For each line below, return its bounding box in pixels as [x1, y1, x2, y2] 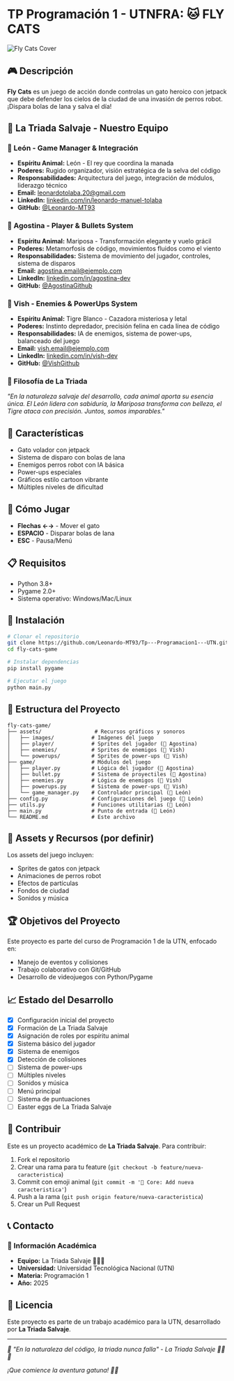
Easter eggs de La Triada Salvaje [17, 1102, 112, 1111]
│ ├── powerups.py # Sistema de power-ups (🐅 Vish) [7, 783, 189, 790]
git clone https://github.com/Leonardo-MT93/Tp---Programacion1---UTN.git [7, 640, 229, 647]
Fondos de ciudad [17, 886, 70, 895]
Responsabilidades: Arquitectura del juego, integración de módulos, [17, 174, 214, 182]
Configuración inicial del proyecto [17, 1016, 115, 1024]
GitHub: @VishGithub [17, 359, 80, 368]
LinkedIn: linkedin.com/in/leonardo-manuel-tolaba [17, 196, 162, 204]
